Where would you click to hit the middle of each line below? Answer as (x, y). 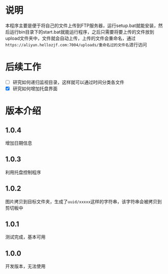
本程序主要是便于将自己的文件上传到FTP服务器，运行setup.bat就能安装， (82, 25)
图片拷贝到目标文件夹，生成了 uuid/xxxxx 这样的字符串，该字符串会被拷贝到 (83, 201)
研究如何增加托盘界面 (35, 88)
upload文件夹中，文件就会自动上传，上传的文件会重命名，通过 (71, 38)
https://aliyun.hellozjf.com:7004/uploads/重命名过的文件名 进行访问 (76, 44)
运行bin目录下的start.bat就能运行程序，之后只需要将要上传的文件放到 (82, 32)
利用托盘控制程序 (23, 172)
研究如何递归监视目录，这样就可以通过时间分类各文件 (68, 82)
